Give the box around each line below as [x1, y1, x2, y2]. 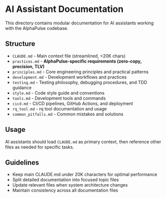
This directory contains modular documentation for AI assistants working [5, 20, 154, 26]
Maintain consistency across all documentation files [12, 188, 118, 194]
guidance [12, 85, 32, 91]
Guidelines [5, 158, 39, 167]
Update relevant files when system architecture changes [12, 182, 128, 188]
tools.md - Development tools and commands [12, 95, 106, 101]
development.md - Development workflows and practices [12, 74, 127, 80]
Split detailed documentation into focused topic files [12, 177, 119, 183]
